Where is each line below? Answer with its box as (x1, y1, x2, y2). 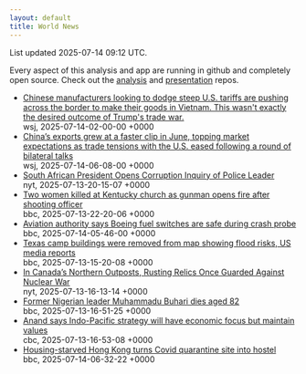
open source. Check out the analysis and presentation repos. (9, 74, 239, 85)
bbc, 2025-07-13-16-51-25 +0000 (22, 305, 152, 316)
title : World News (9, 22, 79, 31)
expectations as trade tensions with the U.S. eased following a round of (22, 140, 292, 151)
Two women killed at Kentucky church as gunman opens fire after (22, 189, 270, 200)
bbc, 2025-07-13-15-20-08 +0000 (22, 256, 153, 267)
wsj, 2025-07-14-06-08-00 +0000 (22, 160, 154, 171)
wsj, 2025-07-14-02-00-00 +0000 (22, 120, 154, 132)
